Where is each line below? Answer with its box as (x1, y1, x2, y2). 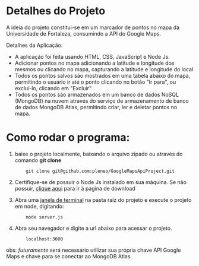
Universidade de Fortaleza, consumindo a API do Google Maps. (6, 30, 162, 37)
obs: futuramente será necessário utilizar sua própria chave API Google (6, 246, 181, 254)
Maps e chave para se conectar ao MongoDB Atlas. (6, 252, 132, 259)
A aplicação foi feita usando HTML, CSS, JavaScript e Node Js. (14, 53, 170, 60)
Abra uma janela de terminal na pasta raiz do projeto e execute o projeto (14, 196, 192, 203)
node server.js (26, 214, 64, 220)
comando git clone (14, 156, 62, 164)
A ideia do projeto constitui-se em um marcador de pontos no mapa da (6, 24, 180, 31)
